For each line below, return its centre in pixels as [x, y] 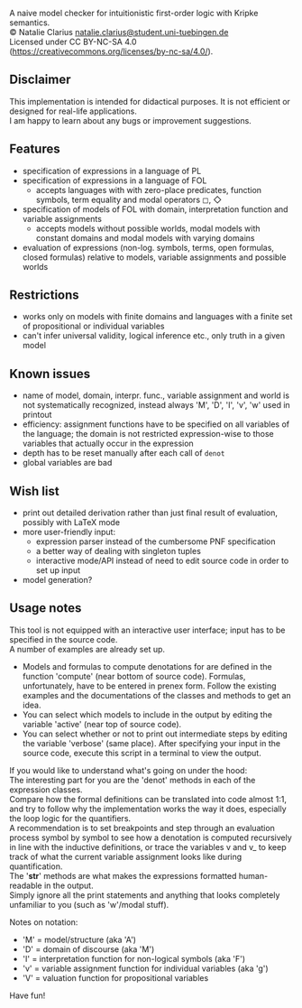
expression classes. [46, 790]
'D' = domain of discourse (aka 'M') [88, 949]
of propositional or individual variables [93, 326]
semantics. [30, 23]
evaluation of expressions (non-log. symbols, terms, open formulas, [148, 247]
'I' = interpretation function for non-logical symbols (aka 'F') [134, 958]
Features [35, 149]
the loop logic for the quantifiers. [70, 818]
